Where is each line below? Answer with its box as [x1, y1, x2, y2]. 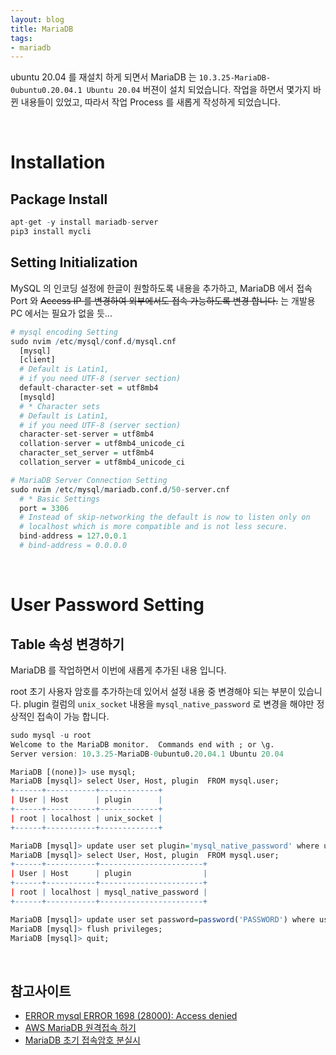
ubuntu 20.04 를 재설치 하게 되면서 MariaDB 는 [10, 71, 197, 83]
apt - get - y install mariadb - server [10, 217, 159, 228]
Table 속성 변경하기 [10, 636, 125, 653]
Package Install [10, 191, 108, 208]
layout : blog [10, 14, 65, 25]
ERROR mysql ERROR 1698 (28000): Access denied [24, 1010, 238, 1022]
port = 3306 [19, 503, 70, 513]
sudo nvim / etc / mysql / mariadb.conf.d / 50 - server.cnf [10, 484, 230, 495]
